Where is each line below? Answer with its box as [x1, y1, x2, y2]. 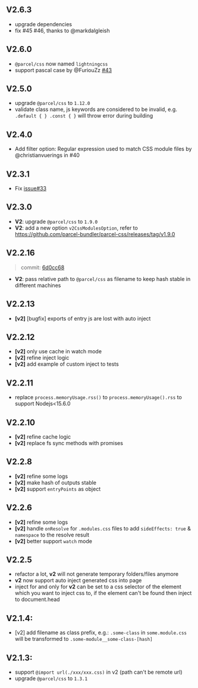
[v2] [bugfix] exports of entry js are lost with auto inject [14, 314, 151, 322]
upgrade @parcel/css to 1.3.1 [14, 675, 88, 682]
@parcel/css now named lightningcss [14, 60, 108, 67]
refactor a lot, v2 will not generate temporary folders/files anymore [14, 570, 179, 578]
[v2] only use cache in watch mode [14, 348, 102, 355]
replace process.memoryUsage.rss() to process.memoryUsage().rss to [14, 394, 183, 401]
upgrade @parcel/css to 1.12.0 [14, 100, 90, 107]
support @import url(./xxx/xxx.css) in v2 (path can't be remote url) [14, 668, 183, 675]
